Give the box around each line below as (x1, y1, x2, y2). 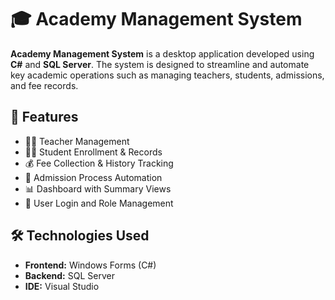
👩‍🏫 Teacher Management (24, 135, 130, 147)
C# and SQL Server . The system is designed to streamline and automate (10, 58, 310, 70)
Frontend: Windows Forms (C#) (24, 259, 157, 271)
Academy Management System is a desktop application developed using (10, 47, 315, 60)
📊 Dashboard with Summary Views (24, 182, 172, 195)
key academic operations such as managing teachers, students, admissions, (10, 69, 325, 81)
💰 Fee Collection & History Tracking (24, 157, 174, 169)
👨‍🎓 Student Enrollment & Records (24, 146, 163, 158)
